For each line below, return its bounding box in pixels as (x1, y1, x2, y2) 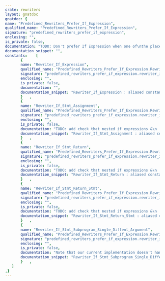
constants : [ (5, 53, 38, 58)
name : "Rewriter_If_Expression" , (20, 62, 89, 67)
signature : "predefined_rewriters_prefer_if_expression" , (5, 30, 126, 35)
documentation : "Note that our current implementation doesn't (20, 250, 153, 255)
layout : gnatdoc (5, 12, 38, 17)
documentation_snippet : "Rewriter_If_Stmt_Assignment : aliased (20, 131, 155, 136)
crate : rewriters (5, 7, 41, 12)
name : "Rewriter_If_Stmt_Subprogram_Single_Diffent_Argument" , (20, 227, 153, 232)
